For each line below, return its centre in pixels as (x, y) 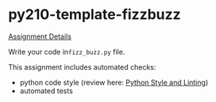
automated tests (46, 91)
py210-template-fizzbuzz (94, 15)
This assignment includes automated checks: (82, 67)
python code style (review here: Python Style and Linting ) (114, 82)
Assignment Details (40, 36)
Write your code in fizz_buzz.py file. (67, 51)
